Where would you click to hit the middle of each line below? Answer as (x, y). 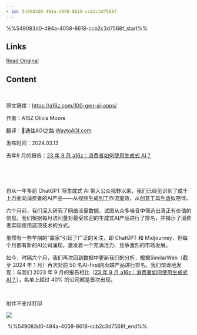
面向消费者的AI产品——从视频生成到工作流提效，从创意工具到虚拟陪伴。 (104, 198)
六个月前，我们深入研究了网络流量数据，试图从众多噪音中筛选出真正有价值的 (99, 211)
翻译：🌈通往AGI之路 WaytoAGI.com (49, 130)
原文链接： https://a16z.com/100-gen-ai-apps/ (62, 106)
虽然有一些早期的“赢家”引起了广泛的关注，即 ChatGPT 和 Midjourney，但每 (97, 238)
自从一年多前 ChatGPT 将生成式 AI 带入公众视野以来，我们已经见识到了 (92, 191)
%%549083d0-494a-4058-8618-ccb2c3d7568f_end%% (77, 326)
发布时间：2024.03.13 (32, 143)
